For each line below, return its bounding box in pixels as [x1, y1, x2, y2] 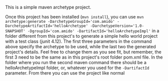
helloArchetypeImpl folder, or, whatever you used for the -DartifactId [5, 65, 149, 71]
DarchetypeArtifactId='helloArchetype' [5, 23, 88, 28]
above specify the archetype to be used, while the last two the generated [5, 44, 156, 49]
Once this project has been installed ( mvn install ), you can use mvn [5, 14, 144, 19]
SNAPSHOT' [5, 29, 26, 34]
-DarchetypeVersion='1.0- [90, 23, 144, 28]
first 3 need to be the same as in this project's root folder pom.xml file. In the [5, 54, 163, 60]
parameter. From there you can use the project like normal [5, 70, 125, 76]
